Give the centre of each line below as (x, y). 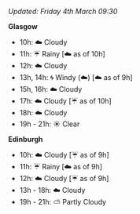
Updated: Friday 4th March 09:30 (63, 11)
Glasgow (23, 26)
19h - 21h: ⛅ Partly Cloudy (63, 202)
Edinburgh (26, 139)
